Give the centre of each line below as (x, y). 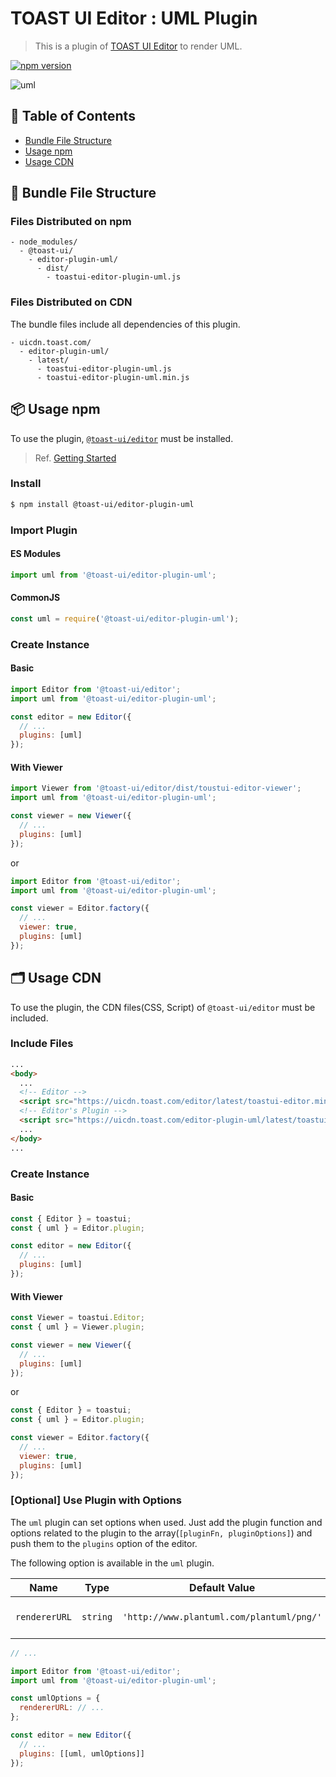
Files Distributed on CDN (71, 302)
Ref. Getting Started (75, 458)
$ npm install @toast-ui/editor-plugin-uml (102, 504)
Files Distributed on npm (71, 222)
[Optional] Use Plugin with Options (96, 1500)
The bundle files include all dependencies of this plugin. (125, 324)
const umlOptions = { (55, 1698)
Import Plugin (44, 530)
